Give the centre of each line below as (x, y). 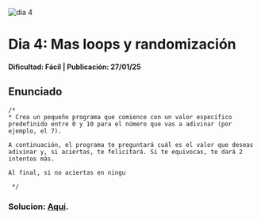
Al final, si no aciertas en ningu (67, 172)
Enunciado (35, 92)
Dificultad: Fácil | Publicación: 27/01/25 (75, 67)
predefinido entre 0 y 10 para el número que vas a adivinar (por (120, 124)
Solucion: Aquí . (38, 206)
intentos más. (32, 159)
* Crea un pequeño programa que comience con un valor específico (120, 117)
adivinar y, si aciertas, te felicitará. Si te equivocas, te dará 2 (126, 152)
